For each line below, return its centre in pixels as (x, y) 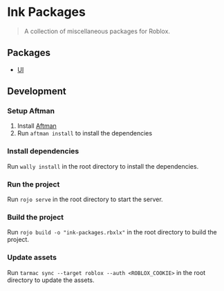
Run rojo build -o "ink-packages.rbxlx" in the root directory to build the (112, 232)
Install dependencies (43, 151)
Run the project (34, 184)
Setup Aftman (31, 111)
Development (37, 92)
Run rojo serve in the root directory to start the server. (85, 199)
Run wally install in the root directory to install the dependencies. (103, 166)
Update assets (32, 258)
